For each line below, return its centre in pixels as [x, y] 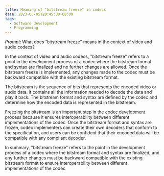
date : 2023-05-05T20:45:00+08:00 [39, 14]
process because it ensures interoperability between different [67, 117]
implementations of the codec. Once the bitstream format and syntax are [78, 123]
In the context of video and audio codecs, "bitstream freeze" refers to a [77, 56]
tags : [11, 19]
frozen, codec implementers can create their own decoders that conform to [81, 127]
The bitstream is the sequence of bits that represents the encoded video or [81, 87]
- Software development [34, 23]
